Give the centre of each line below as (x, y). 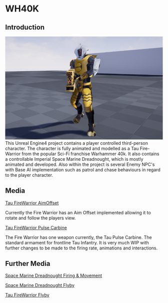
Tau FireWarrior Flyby (27, 295)
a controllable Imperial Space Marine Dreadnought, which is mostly (74, 159)
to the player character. (29, 175)
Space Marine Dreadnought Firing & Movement (54, 275)
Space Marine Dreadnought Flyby (40, 285)
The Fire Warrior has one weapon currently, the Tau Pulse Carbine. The (78, 237)
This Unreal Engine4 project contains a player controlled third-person (77, 143)
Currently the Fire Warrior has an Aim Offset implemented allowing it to (78, 212)
